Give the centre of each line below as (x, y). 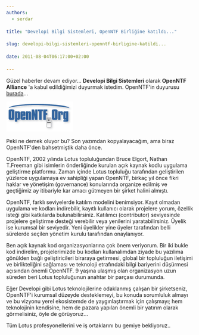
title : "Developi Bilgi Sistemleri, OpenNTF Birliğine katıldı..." (92, 32)
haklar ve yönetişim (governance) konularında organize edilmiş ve (87, 184)
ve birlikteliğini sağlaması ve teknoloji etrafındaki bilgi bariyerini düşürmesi (97, 264)
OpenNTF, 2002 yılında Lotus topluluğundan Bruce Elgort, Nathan (87, 159)
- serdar (22, 19)
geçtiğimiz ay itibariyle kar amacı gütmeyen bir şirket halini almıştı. (87, 190)
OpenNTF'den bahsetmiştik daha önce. (54, 147)
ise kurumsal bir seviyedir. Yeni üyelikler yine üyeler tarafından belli (88, 227)
